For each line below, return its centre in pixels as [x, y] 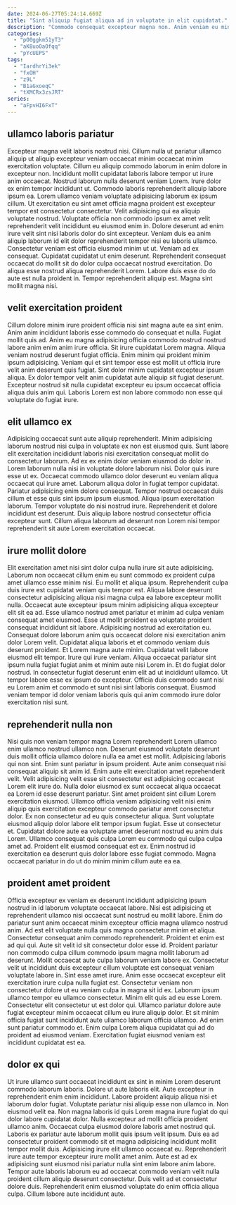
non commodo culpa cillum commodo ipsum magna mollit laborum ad [108, 952]
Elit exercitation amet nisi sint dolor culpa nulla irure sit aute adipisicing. [111, 568]
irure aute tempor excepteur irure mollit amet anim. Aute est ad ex [103, 1156]
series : [19, 99]
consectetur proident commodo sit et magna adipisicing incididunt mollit [112, 1141]
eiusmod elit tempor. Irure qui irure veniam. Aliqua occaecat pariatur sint [112, 657]
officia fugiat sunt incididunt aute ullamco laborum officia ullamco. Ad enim [116, 1020]
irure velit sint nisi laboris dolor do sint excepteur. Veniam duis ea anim [109, 233]
